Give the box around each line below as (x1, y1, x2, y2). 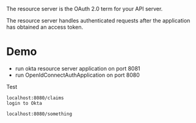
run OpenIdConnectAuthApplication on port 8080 (15, 71, 140, 79)
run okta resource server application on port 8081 (15, 65, 140, 72)
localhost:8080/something (6, 111, 72, 117)
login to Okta (6, 100, 43, 106)
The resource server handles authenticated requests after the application (6, 17, 191, 24)
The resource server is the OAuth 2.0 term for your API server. (6, 5, 163, 12)
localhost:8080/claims (6, 94, 64, 101)
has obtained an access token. (6, 24, 84, 30)
